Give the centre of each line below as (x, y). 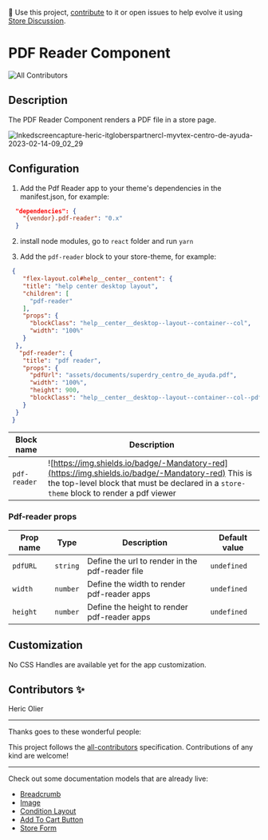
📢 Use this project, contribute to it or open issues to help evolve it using (126, 12)
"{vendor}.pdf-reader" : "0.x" (73, 219)
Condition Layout (48, 811)
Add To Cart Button (51, 820)
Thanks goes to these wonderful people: (75, 732)
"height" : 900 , (55, 390)
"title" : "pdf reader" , (62, 360)
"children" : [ (46, 293)
